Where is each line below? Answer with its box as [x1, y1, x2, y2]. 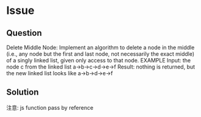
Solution [6, 87, 39, 98]
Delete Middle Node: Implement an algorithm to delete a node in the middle [6, 44, 195, 51]
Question [6, 28, 42, 38]
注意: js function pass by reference [6, 104, 94, 111]
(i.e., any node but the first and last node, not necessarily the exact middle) [6, 50, 195, 58]
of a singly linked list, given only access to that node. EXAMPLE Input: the [6, 57, 191, 64]
